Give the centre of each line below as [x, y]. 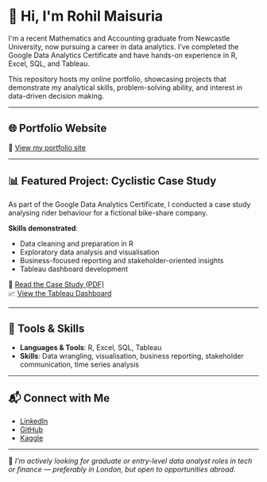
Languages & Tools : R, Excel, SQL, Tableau [91, 348]
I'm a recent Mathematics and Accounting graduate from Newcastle [119, 38]
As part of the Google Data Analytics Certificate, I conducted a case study [130, 204]
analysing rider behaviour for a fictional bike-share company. [108, 212]
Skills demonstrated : [43, 228]
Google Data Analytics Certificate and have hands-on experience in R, [123, 55]
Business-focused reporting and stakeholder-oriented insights [122, 260]
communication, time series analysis [79, 364]
